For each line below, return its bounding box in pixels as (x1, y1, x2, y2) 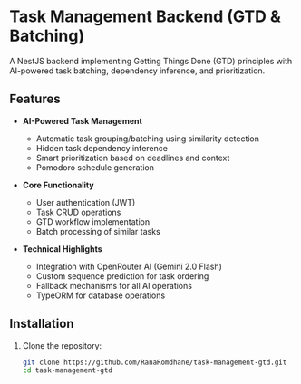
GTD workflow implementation (35, 216, 150, 227)
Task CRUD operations (35, 206, 121, 217)
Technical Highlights (22, 243, 102, 254)
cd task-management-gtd (22, 366, 113, 375)
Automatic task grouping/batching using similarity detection (35, 133, 260, 144)
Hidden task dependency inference (35, 142, 168, 153)
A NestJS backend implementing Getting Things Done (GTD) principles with (9, 55, 293, 66)
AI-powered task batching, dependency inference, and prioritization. (9, 65, 266, 76)
